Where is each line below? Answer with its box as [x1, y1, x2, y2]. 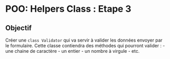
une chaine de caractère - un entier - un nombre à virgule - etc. [5, 48, 140, 54]
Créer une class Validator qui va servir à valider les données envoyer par [5, 37, 163, 43]
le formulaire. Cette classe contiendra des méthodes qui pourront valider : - [5, 43, 165, 49]
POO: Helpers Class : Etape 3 [5, 3, 131, 15]
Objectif [5, 24, 32, 32]
